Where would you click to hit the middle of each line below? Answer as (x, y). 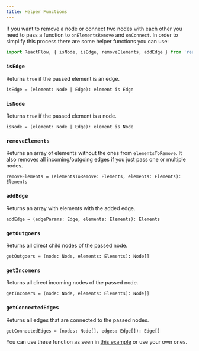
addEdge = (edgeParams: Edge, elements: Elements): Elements (83, 219)
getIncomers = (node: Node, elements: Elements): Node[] (78, 294)
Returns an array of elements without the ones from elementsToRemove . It (94, 153)
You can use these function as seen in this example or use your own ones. (97, 341)
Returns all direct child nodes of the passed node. (67, 245)
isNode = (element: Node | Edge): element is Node (70, 127)
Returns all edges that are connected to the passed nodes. (78, 320)
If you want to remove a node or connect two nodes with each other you (94, 29)
